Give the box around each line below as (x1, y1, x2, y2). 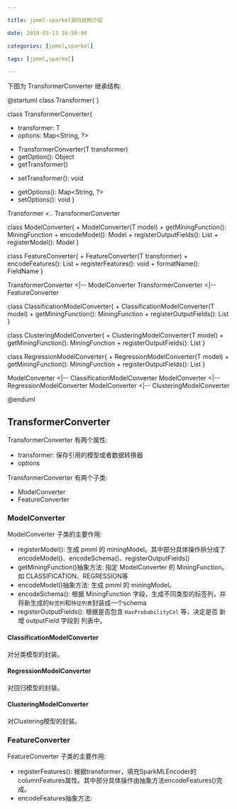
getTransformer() (17, 160, 69, 169)
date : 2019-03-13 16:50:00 (7, 29, 87, 36)
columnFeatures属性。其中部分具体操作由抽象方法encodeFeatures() (17, 776, 216, 785)
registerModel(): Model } (7, 238, 79, 246)
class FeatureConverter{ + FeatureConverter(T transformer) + (7, 252, 188, 261)
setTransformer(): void (17, 174, 84, 182)
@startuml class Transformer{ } (7, 96, 99, 105)
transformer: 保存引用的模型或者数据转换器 (17, 451, 143, 459)
